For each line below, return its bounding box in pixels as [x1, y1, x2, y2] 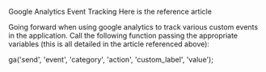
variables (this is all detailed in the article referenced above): [8, 39, 210, 49]
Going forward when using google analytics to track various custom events [8, 22, 259, 31]
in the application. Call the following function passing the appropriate [8, 31, 239, 40]
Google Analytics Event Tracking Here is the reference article [8, 7, 213, 16]
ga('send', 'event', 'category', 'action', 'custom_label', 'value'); [8, 55, 214, 64]
